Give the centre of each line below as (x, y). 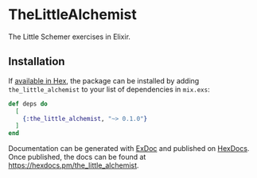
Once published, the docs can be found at (77, 157)
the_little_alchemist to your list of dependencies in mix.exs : (109, 89)
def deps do (28, 104)
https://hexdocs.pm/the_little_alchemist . (74, 165)
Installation (37, 62)
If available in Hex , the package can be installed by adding (104, 80)
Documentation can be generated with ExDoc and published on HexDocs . (129, 149)
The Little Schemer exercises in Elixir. (70, 37)
